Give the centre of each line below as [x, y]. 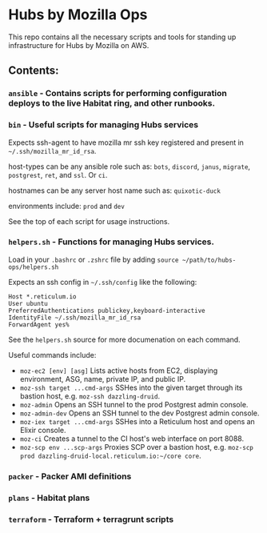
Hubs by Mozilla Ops [78, 15]
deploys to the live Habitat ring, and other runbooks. [112, 103]
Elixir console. [43, 430]
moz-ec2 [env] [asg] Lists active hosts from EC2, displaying [119, 371]
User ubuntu [28, 303]
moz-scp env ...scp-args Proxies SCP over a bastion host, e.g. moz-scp [136, 447]
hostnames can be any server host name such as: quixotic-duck [115, 190]
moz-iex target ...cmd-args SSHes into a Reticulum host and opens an [137, 421]
